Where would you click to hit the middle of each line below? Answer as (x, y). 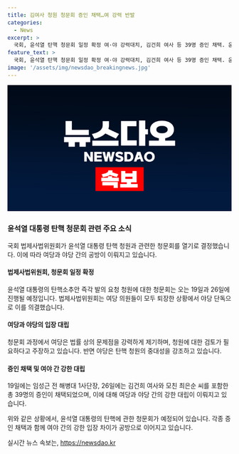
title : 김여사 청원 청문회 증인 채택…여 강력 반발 (71, 15)
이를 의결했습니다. (39, 307)
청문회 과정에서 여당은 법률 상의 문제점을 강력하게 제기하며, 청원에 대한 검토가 (115, 341)
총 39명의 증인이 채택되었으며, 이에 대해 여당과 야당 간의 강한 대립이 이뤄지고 (113, 395)
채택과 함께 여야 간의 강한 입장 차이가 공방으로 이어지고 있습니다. (104, 428)
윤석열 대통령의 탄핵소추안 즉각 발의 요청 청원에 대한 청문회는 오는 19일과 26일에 (118, 289)
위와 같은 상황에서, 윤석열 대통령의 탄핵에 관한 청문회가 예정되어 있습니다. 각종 (116, 419)
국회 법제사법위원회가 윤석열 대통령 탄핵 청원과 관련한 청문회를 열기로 (103, 245)
